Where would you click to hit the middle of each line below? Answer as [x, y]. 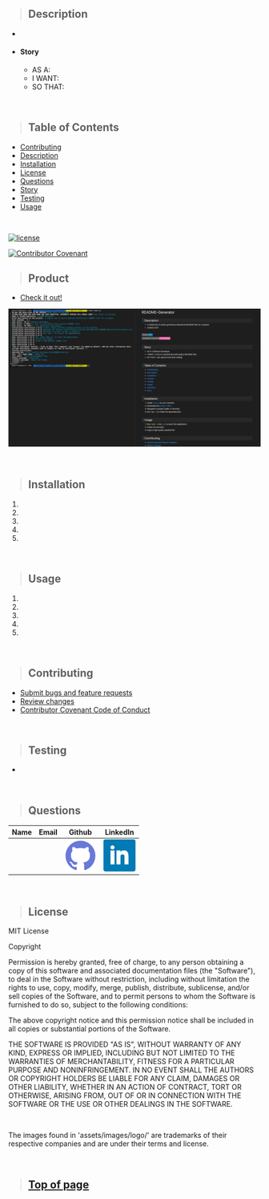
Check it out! [41, 298]
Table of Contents [73, 128]
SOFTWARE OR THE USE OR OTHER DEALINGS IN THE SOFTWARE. [120, 1104]
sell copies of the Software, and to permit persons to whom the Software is [132, 996]
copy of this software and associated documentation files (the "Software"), [132, 971]
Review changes [47, 701]
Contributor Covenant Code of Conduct [85, 709]
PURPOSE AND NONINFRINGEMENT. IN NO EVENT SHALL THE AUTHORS [131, 1070]
